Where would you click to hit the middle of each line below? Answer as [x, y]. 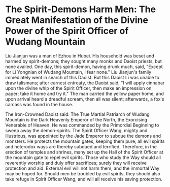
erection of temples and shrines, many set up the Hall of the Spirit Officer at [84, 152]
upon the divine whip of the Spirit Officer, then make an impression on [78, 88]
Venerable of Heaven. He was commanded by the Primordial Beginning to [82, 125]
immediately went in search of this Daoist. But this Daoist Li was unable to [82, 77]
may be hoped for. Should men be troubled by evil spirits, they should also [83, 173]
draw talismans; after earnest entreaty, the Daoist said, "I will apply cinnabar [85, 83]
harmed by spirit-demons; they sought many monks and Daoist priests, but [84, 61]
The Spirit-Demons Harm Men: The [81, 9]
